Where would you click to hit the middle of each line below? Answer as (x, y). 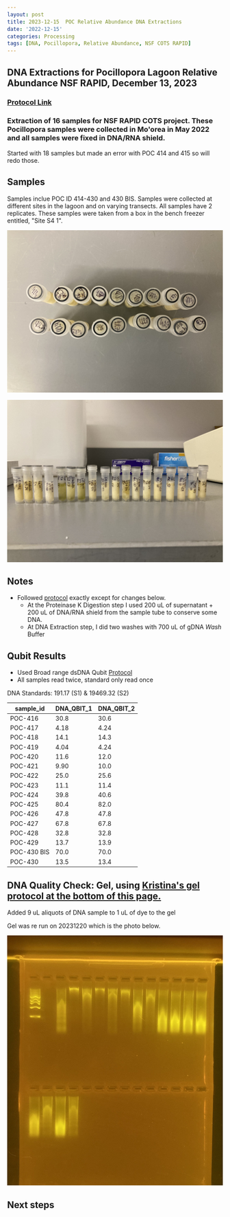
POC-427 (24, 823)
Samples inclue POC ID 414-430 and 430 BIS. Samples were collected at (110, 199)
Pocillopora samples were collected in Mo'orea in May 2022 (108, 129)
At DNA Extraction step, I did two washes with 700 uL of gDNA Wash (124, 627)
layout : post (26, 14)
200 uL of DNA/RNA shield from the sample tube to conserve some (122, 612)
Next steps (31, 1205)
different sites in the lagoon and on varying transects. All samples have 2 (110, 205)
